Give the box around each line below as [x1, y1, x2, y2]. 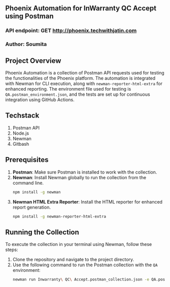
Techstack [5, 111, 40, 120]
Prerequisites [5, 155, 49, 164]
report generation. [12, 204, 51, 210]
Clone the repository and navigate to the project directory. [12, 257, 134, 263]
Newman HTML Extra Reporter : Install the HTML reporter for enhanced [12, 198, 163, 204]
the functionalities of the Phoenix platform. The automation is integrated [5, 75, 156, 81]
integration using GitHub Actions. [5, 97, 75, 103]
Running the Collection [5, 228, 80, 236]
